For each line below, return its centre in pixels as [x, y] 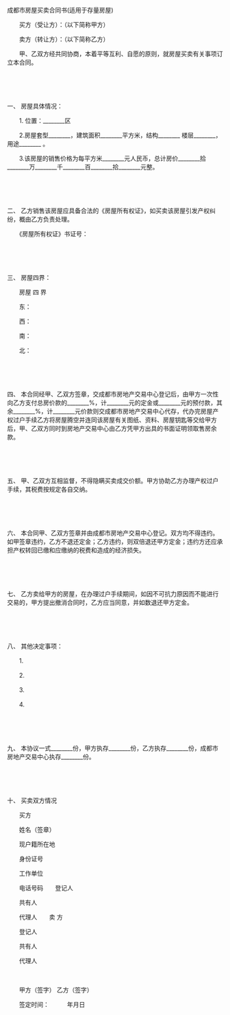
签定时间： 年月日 [52, 1004]
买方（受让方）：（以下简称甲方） [64, 25]
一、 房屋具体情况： [35, 106]
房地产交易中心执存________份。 [51, 757]
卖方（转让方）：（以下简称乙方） [62, 39]
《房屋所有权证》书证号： [53, 234]
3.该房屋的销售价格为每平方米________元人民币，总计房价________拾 [113, 158]
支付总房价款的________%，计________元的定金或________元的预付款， [121, 403]
